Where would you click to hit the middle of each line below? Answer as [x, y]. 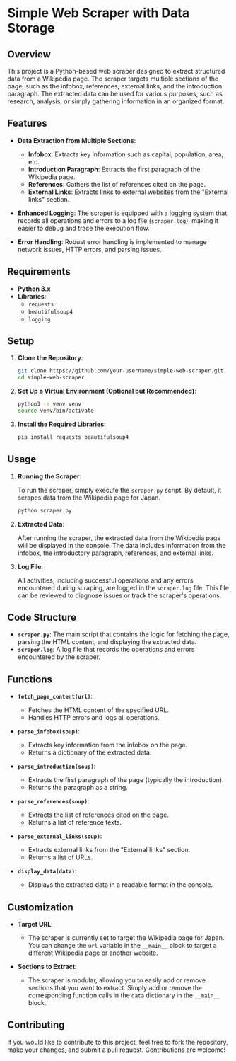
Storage [31, 28]
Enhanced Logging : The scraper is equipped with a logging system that [122, 213]
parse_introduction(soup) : [57, 767]
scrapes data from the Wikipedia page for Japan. [89, 498]
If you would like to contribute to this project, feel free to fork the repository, [118, 1042]
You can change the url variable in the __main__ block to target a [122, 945]
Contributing [36, 1025]
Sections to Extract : [47, 966]
